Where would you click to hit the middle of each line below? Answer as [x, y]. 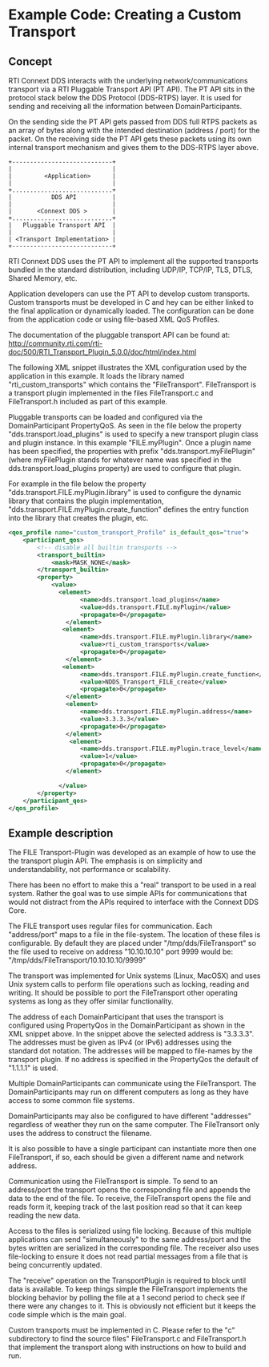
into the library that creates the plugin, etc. [78, 518]
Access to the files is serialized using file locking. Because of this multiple [130, 1231]
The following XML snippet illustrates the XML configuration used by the [127, 367]
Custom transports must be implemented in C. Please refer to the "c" [122, 1330]
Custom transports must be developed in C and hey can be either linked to [131, 302]
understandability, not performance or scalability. [89, 870]
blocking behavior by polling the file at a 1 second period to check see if [127, 1298]
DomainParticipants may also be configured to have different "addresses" [130, 1116]
